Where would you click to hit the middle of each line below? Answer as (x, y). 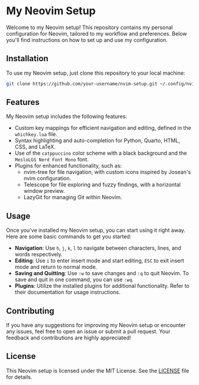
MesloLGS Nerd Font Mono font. (52, 160)
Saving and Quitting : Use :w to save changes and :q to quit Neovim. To (102, 273)
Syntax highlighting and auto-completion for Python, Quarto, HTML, (97, 141)
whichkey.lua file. (36, 134)
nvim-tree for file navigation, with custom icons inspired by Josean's (107, 172)
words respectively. (39, 254)
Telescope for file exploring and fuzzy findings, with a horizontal (102, 184)
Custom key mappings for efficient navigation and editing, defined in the (103, 128)
